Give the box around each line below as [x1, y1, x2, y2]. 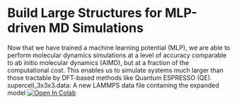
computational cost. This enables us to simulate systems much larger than [7, 66, 224, 74]
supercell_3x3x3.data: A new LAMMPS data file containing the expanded [7, 81, 219, 89]
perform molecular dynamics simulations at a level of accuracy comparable [7, 51, 227, 59]
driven [7, 20, 47, 36]
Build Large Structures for [7, 5, 163, 21]
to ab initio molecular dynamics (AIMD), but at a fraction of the [7, 58, 190, 67]
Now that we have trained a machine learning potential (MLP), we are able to [7, 43, 231, 52]
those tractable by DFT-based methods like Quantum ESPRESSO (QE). [7, 73, 212, 82]
